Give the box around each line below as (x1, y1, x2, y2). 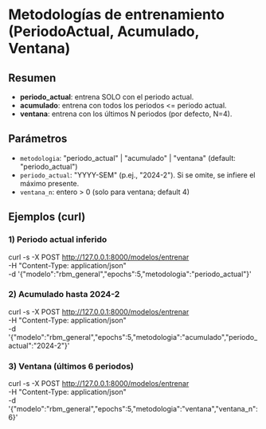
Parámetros (8, 132, 68, 146)
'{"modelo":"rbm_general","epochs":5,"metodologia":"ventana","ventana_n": (8, 404, 259, 414)
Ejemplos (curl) (8, 210, 86, 224)
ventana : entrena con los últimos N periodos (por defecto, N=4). (19, 109, 233, 119)
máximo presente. (19, 178, 80, 188)
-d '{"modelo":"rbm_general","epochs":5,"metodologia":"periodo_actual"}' (8, 269, 252, 279)
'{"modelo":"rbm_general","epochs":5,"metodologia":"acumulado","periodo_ (8, 332, 258, 341)
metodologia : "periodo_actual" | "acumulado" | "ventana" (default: (19, 153, 237, 162)
